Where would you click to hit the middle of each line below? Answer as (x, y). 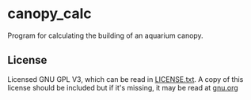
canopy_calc (49, 14)
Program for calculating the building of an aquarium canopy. (105, 35)
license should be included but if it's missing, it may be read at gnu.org (123, 87)
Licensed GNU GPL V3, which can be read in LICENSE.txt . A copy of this (125, 79)
